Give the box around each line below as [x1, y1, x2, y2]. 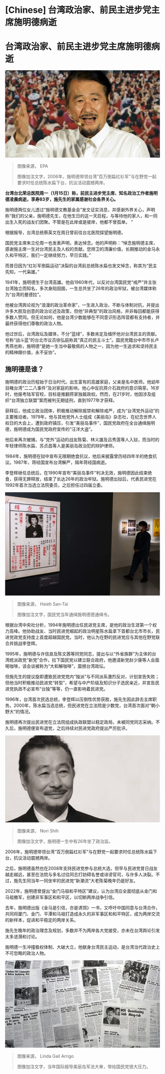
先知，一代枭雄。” [5, 268, 40, 274]
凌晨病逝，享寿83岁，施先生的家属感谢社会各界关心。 [9, 196, 119, 202]
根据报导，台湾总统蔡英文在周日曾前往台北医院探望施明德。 [5, 229, 126, 235]
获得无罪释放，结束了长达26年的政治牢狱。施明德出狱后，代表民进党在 [13, 476, 157, 482]
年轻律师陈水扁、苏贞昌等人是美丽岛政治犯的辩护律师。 [5, 443, 117, 449]
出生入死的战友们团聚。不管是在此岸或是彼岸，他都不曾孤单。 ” [5, 219, 134, 225]
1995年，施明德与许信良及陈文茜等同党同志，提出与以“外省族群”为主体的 [5, 651, 152, 656]
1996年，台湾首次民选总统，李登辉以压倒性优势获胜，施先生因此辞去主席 [5, 696, 153, 702]
